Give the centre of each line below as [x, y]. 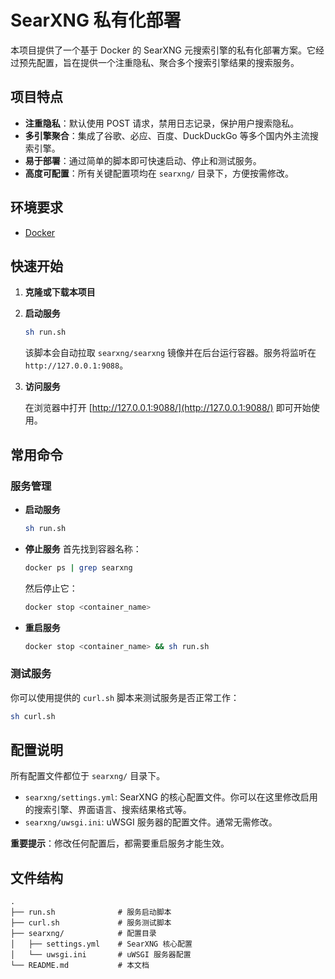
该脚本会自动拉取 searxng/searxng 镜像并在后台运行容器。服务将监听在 [170, 353]
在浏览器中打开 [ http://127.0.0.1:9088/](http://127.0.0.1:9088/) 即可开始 [168, 408]
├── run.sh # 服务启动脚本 [91, 912]
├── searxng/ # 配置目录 [83, 934]
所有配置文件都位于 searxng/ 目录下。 [88, 776]
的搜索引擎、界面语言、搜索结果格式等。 [108, 810]
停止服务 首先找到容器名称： [83, 548]
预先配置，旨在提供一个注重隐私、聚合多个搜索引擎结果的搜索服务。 [159, 62]
